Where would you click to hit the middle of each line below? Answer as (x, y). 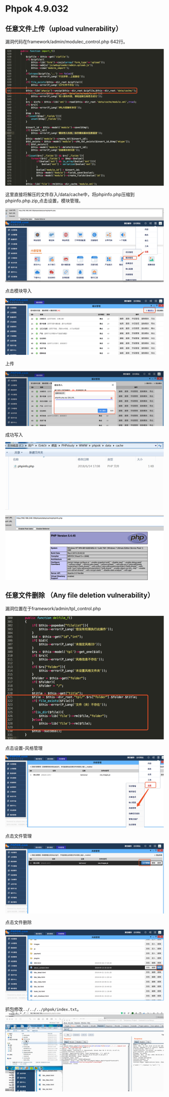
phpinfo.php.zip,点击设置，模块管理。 (44, 201)
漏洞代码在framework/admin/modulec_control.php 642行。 (66, 42)
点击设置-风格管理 (24, 748)
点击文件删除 (18, 922)
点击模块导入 (18, 291)
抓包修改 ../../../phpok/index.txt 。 (43, 1009)
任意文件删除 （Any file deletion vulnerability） (80, 595)
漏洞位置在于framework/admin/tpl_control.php (53, 608)
